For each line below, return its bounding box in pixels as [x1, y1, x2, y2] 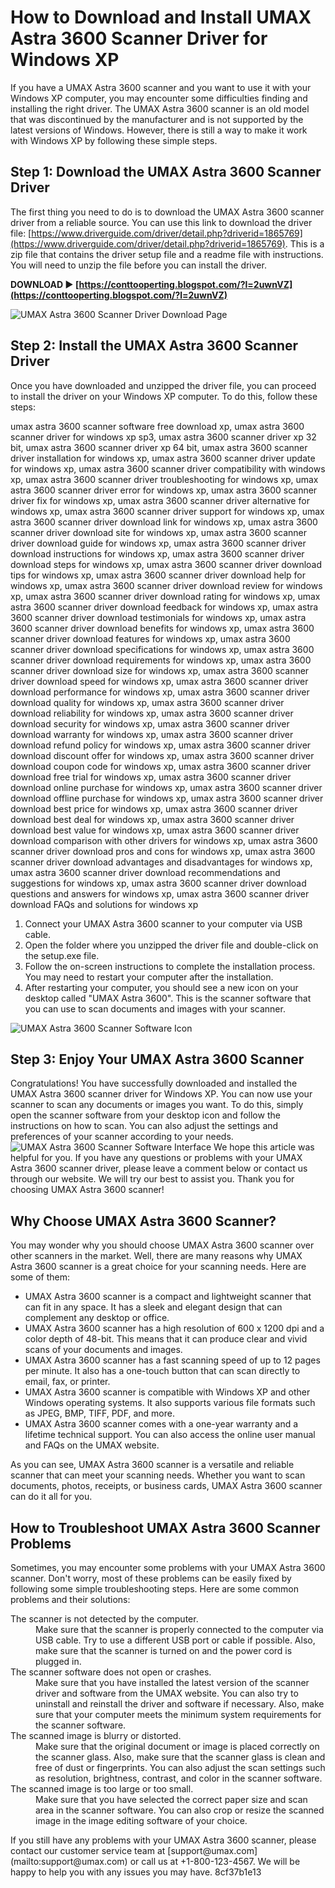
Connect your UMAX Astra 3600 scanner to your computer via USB [24, 917, 303, 930]
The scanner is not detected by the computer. [10, 1613, 199, 1625]
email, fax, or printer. [24, 1376, 111, 1388]
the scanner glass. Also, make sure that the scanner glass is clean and [35, 1751, 326, 1763]
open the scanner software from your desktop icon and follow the [10, 1109, 281, 1121]
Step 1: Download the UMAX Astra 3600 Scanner [10, 164, 322, 181]
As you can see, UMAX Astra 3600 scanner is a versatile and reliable [10, 1459, 295, 1471]
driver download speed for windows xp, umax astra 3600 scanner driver [10, 675, 309, 687]
